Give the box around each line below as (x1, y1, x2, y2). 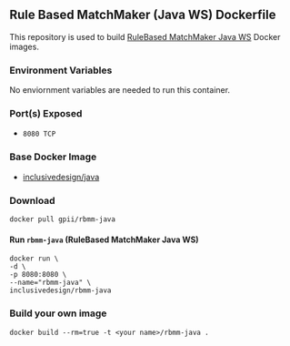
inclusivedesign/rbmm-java (9, 286, 112, 295)
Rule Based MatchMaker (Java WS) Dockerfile (9, 7, 276, 23)
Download (9, 194, 56, 207)
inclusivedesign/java (22, 171, 100, 182)
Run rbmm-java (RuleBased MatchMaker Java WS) (9, 234, 199, 245)
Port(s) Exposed (9, 107, 83, 120)
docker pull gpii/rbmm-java (9, 215, 116, 224)
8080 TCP (22, 129, 56, 139)
